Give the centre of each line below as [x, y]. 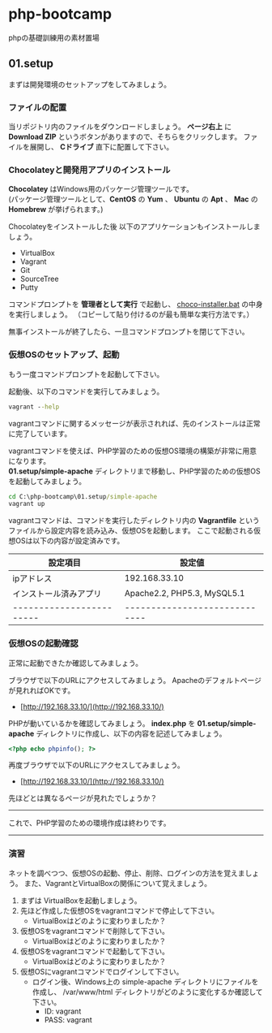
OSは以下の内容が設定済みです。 [70, 541]
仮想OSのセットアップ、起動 [64, 355]
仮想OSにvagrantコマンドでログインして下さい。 [102, 971]
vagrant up [27, 504]
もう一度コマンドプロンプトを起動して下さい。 [86, 374]
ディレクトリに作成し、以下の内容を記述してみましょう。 [131, 733]
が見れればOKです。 [42, 690]
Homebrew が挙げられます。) [56, 210]
